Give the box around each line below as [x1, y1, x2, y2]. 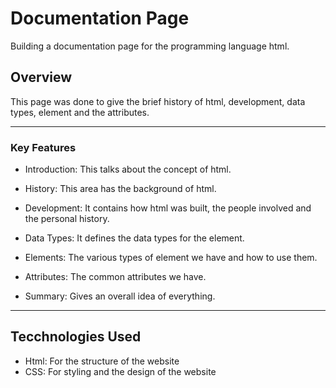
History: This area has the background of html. [24, 183, 217, 195]
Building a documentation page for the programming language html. [10, 40, 290, 52]
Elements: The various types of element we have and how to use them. [24, 252, 318, 264]
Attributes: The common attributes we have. [24, 271, 207, 283]
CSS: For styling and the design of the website [24, 365, 217, 377]
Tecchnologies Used [10, 328, 142, 346]
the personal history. [24, 213, 110, 225]
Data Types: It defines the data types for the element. [24, 232, 245, 244]
